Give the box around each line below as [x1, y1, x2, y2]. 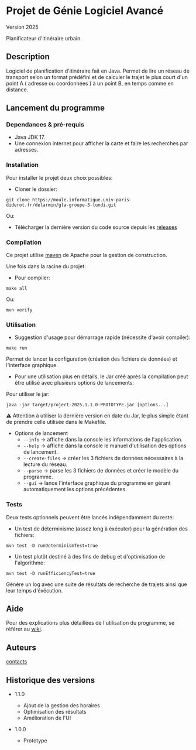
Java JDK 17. [14, 133, 46, 141]
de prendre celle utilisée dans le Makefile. [6, 419, 106, 426]
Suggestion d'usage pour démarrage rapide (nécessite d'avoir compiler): [14, 334, 191, 341]
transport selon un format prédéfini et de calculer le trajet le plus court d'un [6, 73, 188, 80]
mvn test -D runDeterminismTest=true [6, 543, 98, 549]
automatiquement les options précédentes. [23, 486, 127, 493]
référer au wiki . [6, 625, 43, 633]
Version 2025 [6, 23, 39, 30]
